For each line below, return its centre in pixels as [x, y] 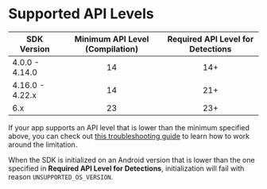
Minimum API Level [112, 39]
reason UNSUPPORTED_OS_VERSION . [61, 176]
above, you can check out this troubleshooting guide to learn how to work [129, 136]
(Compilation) [112, 48]
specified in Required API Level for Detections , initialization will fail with [126, 168]
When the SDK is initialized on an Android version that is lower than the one [132, 160]
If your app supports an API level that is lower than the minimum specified [129, 127]
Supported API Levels [81, 14]
